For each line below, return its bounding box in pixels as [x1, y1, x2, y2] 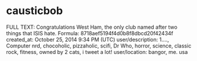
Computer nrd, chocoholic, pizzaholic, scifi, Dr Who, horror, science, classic [6, 42, 192, 49]
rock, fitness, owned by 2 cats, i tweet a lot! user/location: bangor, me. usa [6, 48, 188, 55]
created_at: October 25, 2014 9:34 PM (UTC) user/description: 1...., [6, 36, 170, 43]
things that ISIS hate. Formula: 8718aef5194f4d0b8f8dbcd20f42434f [6, 29, 173, 36]
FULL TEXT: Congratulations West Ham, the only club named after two [6, 23, 177, 30]
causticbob [6, 4, 63, 18]
